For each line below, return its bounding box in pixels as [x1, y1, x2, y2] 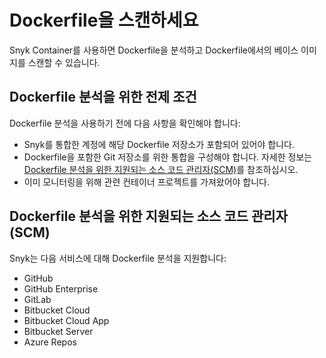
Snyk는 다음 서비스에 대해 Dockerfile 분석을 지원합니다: [9, 252, 227, 264]
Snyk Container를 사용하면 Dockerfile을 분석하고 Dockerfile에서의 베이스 [9, 44, 299, 56]
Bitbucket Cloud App [23, 314, 110, 326]
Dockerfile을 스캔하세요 [9, 9, 199, 32]
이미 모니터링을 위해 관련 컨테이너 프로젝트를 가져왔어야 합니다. [23, 176, 271, 188]
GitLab [23, 293, 52, 305]
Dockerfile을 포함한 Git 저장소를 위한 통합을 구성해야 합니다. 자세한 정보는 [23, 151, 313, 163]
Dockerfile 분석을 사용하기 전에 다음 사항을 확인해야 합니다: [9, 117, 241, 129]
